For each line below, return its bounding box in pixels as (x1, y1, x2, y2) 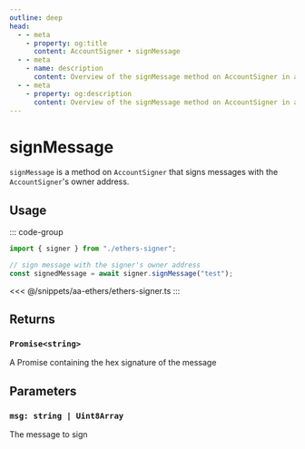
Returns (9, 312, 56, 327)
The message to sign (9, 429, 88, 440)
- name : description (25, 64, 103, 73)
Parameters (9, 383, 77, 399)
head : (9, 22, 30, 31)
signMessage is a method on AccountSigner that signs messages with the (9, 167, 279, 178)
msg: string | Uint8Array (9, 410, 124, 421)
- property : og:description (25, 89, 132, 98)
